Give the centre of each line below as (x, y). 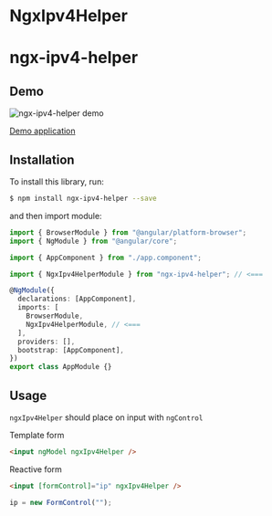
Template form (37, 435)
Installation (42, 159)
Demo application (42, 131)
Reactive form (36, 469)
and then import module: (56, 216)
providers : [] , (47, 342)
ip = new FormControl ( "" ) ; (61, 502)
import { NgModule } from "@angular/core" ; (94, 241)
